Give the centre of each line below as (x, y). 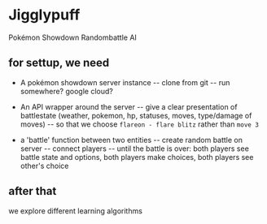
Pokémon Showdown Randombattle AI (72, 37)
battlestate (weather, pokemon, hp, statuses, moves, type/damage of (136, 115)
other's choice (44, 166)
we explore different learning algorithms (75, 211)
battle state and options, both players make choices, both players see (137, 157)
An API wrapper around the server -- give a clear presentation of (129, 106)
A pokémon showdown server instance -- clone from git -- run (125, 82)
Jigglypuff (44, 15)
